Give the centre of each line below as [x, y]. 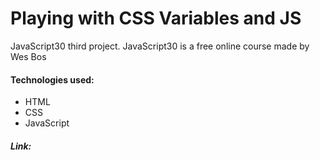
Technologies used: [52, 79]
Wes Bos [28, 56]
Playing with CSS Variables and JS [156, 18]
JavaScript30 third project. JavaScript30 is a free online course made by [160, 46]
